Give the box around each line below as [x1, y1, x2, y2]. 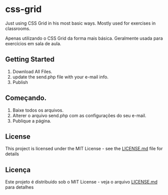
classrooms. [5, 25, 31, 31]
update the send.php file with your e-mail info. [12, 74, 109, 80]
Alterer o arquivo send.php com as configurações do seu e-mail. [12, 112, 147, 119]
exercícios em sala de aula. [5, 40, 61, 46]
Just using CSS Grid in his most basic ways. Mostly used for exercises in [5, 20, 156, 26]
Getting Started [5, 55, 55, 64]
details [5, 151, 19, 157]
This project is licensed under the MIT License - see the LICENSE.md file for [5, 146, 163, 152]
